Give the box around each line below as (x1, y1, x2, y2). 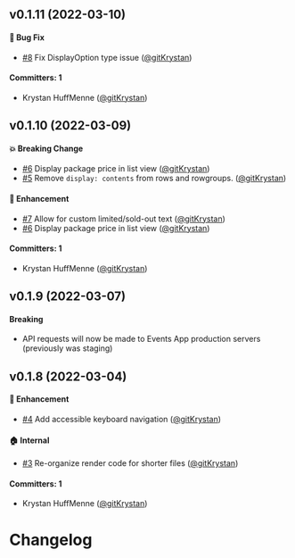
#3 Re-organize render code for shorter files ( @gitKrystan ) (21, 458, 239, 469)
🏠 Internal (9, 435, 50, 446)
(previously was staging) (21, 343, 113, 354)
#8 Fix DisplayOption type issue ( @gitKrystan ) (21, 52, 193, 62)
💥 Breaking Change (9, 143, 84, 154)
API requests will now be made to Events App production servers (21, 334, 261, 345)
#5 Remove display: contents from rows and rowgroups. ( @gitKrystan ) (21, 173, 287, 184)
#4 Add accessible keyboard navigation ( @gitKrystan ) (21, 413, 221, 424)
